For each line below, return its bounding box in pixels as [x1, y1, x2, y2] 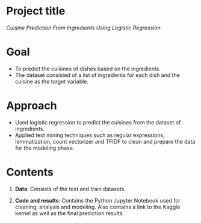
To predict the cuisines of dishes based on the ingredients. [14, 65, 161, 72]
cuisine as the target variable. [14, 78, 89, 85]
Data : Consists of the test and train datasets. [14, 185, 126, 192]
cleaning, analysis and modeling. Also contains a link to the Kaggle [14, 203, 181, 210]
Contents [6, 165, 54, 179]
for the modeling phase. [14, 144, 75, 151]
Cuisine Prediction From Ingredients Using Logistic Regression [6, 24, 161, 31]
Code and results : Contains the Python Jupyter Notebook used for [14, 197, 181, 204]
